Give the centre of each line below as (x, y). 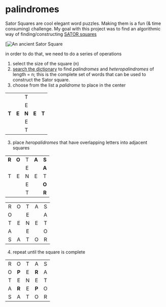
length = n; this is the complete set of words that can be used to (79, 74)
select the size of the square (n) (46, 63)
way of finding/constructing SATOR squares (51, 34)
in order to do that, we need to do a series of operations (64, 54)
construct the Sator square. (41, 80)
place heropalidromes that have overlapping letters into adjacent (80, 142)
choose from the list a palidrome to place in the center (69, 85)
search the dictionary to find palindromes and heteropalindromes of (83, 69)
